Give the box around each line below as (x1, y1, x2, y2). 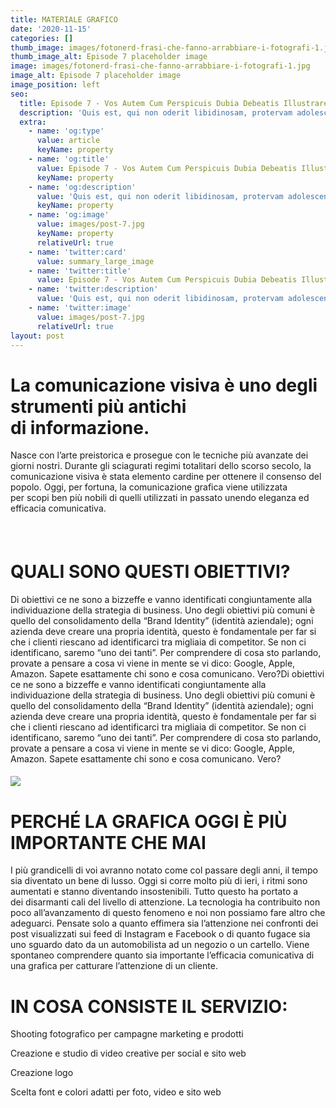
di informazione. (10, 416, 150, 439)
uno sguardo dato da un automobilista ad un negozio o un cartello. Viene (10, 939, 310, 951)
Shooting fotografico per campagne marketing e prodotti (10, 1028, 244, 1040)
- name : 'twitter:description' (28, 284, 159, 295)
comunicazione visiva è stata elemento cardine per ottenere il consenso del (10, 471, 322, 483)
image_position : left (10, 80, 101, 90)
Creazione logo (10, 1067, 74, 1079)
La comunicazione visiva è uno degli (10, 374, 318, 396)
